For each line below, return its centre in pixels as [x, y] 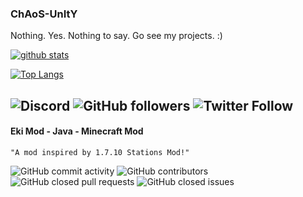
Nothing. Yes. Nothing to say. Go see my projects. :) [116, 36]
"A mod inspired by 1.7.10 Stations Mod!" [100, 152]
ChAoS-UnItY [44, 14]
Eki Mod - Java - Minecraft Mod [77, 131]
